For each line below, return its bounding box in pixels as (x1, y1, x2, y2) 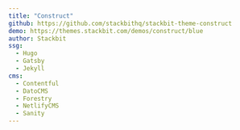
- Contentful (15, 79, 60, 87)
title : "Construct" (8, 11, 74, 20)
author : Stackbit (8, 34, 67, 43)
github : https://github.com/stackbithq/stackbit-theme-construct (8, 19, 232, 27)
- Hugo (15, 49, 38, 57)
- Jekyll (15, 65, 45, 73)
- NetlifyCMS (15, 102, 60, 110)
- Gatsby (15, 57, 45, 65)
